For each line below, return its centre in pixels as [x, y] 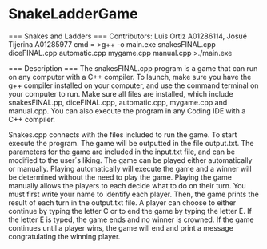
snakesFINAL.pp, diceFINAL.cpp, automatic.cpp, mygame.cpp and [118, 102]
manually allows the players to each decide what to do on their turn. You [127, 185]
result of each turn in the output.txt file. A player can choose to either [122, 202]
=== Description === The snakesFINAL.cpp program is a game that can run [133, 68]
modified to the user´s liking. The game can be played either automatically [130, 160]
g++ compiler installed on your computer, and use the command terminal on [133, 85]
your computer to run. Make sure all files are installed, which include [121, 93]
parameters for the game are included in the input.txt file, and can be [122, 152]
